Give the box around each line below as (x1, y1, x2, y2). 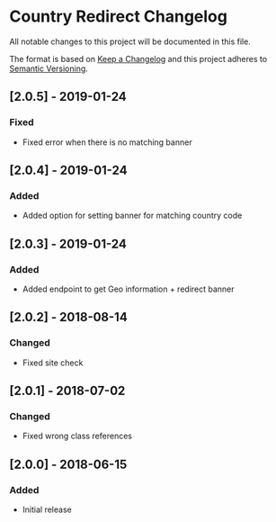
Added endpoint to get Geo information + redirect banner (22, 283, 236, 294)
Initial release (22, 504, 72, 515)
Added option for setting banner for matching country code (22, 210, 243, 221)
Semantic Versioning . (9, 63, 88, 74)
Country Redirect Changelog (9, 6, 227, 27)
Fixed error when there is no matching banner (22, 137, 192, 148)
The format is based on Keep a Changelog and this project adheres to (9, 53, 268, 64)
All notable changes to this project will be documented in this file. (9, 36, 252, 47)
